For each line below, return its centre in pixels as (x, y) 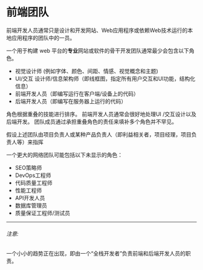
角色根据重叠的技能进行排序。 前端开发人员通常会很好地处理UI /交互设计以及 (101, 114)
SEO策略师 (28, 167)
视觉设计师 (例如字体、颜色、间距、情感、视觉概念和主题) (86, 71)
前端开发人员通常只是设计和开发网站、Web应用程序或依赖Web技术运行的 (97, 30)
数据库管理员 (31, 205)
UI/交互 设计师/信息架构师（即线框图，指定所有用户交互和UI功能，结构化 (105, 79)
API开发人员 (30, 198)
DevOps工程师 (33, 175)
